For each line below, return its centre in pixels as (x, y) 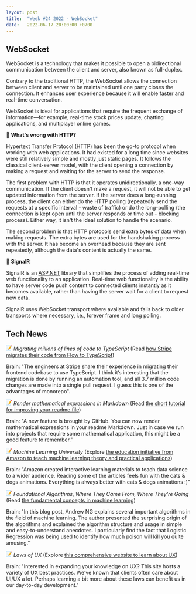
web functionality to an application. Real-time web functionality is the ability (97, 279)
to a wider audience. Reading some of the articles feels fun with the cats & (96, 476)
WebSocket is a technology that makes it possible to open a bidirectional (94, 63)
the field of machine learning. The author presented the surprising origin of (97, 518)
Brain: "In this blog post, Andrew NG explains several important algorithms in (98, 512)
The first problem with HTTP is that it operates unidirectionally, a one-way (95, 183)
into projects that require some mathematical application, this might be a (93, 433)
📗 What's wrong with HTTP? (41, 135)
